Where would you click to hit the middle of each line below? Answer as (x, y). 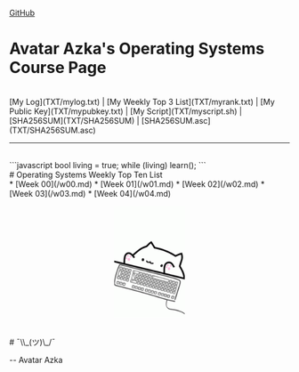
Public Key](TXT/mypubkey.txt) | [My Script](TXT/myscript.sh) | (126, 111)
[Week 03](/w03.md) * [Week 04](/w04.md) (90, 193)
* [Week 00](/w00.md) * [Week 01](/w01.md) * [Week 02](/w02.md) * (137, 184)
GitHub (22, 13)
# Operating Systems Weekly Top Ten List (86, 174)
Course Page (58, 68)
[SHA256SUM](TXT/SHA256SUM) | (74, 120)
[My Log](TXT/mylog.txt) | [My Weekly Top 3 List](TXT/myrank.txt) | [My (142, 101)
